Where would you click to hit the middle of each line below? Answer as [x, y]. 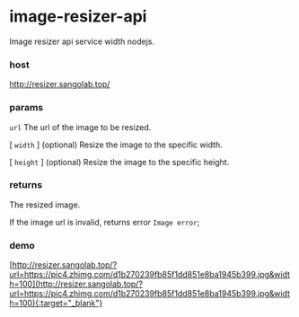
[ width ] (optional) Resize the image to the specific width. [116, 145]
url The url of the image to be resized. [80, 127]
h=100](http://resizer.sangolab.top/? [76, 284]
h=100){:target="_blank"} [56, 304]
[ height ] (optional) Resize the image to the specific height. [119, 162]
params [26, 108]
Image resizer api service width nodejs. [82, 41]
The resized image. [45, 205]
